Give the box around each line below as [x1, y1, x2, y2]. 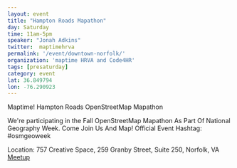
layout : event [7, 10, 50, 18]
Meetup [7, 153, 31, 162]
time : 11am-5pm [7, 30, 53, 38]
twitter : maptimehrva [7, 43, 75, 51]
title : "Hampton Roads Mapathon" [7, 17, 107, 24]
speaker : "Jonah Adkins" [7, 37, 81, 44]
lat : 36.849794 [7, 76, 53, 84]
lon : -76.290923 [7, 83, 56, 90]
